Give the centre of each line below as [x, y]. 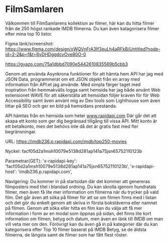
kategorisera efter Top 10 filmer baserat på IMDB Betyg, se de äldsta [76, 229]
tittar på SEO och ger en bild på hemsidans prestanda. [61, 106]
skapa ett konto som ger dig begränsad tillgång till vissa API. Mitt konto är [81, 121]
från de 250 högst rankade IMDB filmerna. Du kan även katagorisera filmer [82, 28]
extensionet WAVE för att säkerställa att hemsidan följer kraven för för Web [82, 95]
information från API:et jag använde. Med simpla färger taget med [73, 85]
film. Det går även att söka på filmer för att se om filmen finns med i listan [81, 197]
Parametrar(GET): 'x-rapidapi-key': [41, 161]
